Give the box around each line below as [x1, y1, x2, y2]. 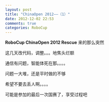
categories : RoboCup [5, 25, 48, 30]
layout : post [5, 7, 32, 12]
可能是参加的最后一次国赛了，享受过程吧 [5, 92, 87, 98]
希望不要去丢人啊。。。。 [5, 81, 51, 87]
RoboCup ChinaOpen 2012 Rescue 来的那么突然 [5, 40, 105, 46]
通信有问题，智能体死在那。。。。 [5, 60, 68, 66]
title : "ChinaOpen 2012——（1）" [5, 12, 70, 17]
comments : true [5, 21, 36, 26]
